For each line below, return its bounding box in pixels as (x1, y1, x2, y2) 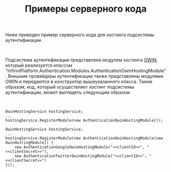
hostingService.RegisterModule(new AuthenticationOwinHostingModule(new (5, 136, 163, 141)
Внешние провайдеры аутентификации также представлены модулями (7, 73, 163, 79)
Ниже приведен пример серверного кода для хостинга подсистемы (5, 32, 155, 38)
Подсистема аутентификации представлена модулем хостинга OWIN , (5, 57, 158, 63)
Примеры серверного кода (25, 3, 147, 15)
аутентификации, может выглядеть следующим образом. (5, 90, 131, 96)
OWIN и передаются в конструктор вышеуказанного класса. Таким (5, 78, 153, 84)
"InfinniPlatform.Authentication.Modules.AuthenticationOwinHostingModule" (5, 68, 166, 74)
